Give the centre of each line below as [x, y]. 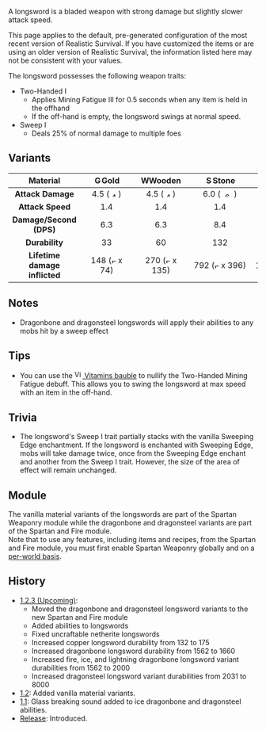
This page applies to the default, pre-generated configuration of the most [128, 35]
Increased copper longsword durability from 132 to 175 [120, 642]
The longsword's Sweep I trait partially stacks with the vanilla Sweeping [137, 437]
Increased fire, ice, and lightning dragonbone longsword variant [135, 659]
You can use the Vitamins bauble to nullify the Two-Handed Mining [133, 376]
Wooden [165, 180]
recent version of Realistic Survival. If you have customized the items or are [131, 44]
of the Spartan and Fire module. [60, 531]
